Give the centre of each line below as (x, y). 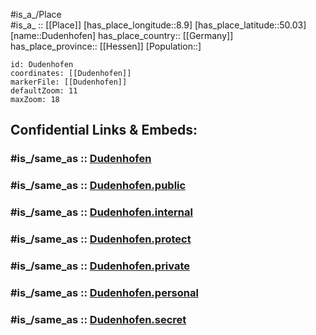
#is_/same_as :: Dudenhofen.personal (104, 292)
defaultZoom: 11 (44, 91)
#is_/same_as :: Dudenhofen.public (98, 186)
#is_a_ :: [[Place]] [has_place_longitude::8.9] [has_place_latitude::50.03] (158, 25)
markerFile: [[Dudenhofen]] (69, 82)
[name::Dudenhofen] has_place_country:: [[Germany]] (122, 35)
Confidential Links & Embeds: (104, 130)
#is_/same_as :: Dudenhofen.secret (98, 319)
